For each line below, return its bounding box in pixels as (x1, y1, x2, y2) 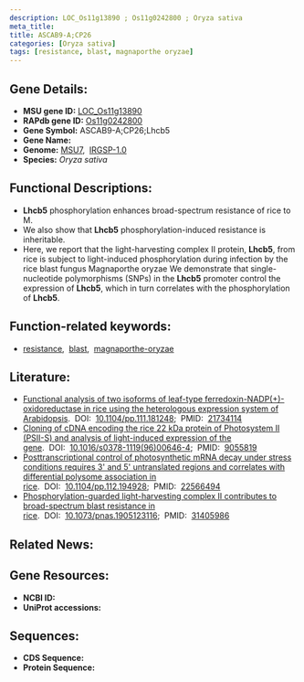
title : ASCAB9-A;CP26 (9, 30, 92, 39)
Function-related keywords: (9, 319, 172, 335)
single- (250, 262, 277, 274)
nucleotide (22, 272, 63, 283)
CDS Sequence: (22, 653, 85, 664)
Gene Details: (9, 81, 89, 97)
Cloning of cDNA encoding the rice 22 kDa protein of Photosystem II (22, 422, 280, 434)
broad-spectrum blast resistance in (22, 500, 155, 512)
